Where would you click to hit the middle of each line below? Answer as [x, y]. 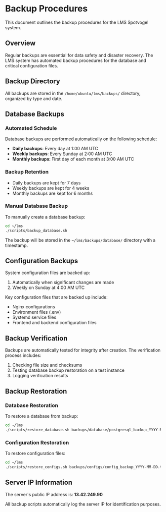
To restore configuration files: [35, 453]
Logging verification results [40, 376]
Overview [21, 43]
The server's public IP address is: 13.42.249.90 [54, 494]
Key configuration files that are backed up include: [56, 297]
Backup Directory [33, 82]
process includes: [23, 355]
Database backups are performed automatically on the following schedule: [81, 139]
